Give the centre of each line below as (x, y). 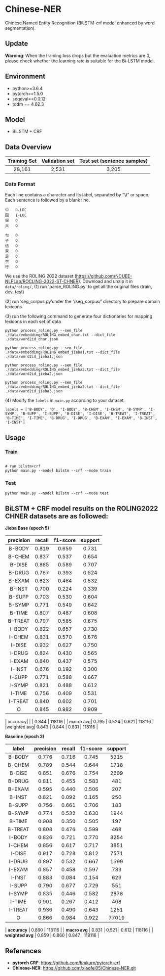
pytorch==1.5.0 (28, 93)
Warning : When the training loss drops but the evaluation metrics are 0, (78, 55)
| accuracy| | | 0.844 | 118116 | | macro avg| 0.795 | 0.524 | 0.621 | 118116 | (80, 722)
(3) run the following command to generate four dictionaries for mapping (79, 316)
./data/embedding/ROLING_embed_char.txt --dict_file (60, 335)
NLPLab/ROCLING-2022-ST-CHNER (42, 281)
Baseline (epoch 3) (25, 737)
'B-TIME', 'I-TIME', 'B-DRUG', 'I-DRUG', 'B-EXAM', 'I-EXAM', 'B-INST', (81, 418)
